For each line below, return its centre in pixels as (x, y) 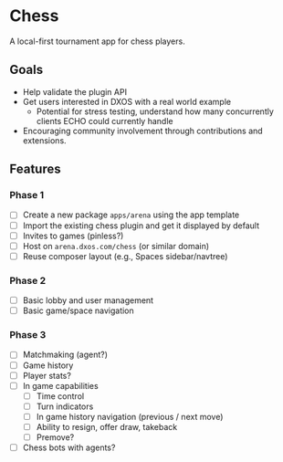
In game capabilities (60, 385)
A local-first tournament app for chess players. (97, 41)
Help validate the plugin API (75, 91)
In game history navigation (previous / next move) (130, 416)
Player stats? (47, 375)
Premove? (55, 437)
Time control (60, 396)
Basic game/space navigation (78, 310)
